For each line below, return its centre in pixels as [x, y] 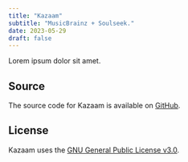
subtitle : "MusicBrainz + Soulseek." [72, 23]
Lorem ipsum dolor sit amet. [55, 61]
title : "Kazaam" [35, 16]
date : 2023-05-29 [37, 30]
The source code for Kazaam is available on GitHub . [94, 106]
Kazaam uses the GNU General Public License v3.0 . [94, 150]
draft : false [30, 38]
